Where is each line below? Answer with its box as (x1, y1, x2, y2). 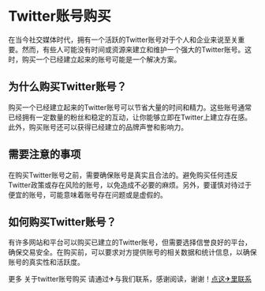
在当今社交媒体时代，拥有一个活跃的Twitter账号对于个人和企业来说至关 (8, 35, 238, 44)
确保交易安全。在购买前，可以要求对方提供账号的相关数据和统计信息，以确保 (8, 248, 257, 257)
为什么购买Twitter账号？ (8, 80, 128, 93)
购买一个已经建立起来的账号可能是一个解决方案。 (21, 55, 181, 64)
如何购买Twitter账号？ (8, 215, 117, 229)
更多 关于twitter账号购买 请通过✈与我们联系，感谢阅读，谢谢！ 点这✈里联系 (8, 274, 252, 284)
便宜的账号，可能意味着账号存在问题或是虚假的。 (8, 190, 167, 199)
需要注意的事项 (8, 148, 81, 161)
